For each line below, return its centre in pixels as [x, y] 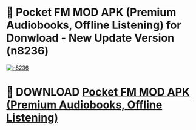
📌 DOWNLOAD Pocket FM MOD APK [98, 92]
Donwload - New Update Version [90, 38]
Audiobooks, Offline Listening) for [94, 25]
